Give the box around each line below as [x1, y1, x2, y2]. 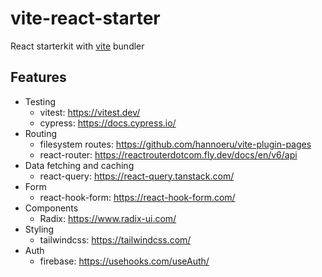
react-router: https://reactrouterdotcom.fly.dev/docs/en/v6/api [39, 148, 298, 161]
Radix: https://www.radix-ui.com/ [39, 212, 177, 224]
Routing [24, 127, 58, 139]
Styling [24, 223, 55, 235]
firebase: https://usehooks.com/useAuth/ [39, 255, 210, 267]
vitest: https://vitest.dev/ [39, 106, 141, 118]
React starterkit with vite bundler [10, 40, 145, 52]
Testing [24, 95, 57, 107]
